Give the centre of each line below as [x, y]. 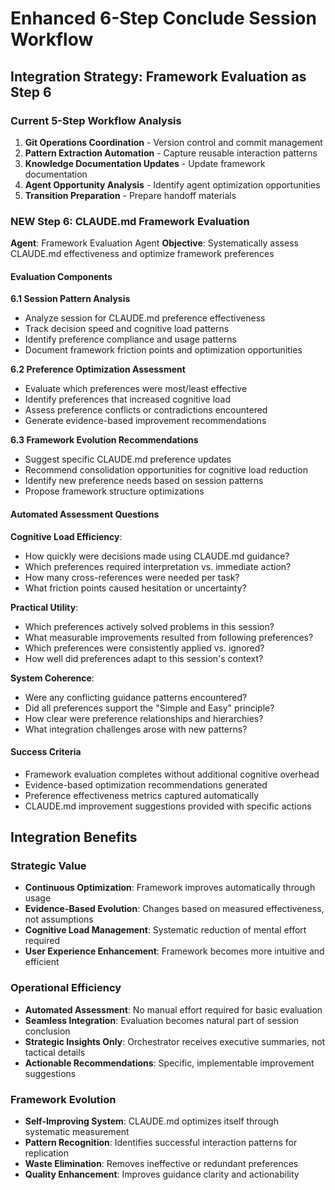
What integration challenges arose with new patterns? [136, 729]
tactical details [55, 1052]
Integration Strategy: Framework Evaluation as [158, 76]
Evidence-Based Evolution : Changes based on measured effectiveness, [174, 909]
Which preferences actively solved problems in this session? [149, 626]
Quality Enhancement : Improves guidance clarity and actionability [162, 1174]
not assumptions [59, 919]
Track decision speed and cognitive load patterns [127, 329]
